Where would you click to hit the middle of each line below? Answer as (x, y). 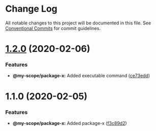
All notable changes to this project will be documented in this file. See (78, 23)
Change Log (31, 9)
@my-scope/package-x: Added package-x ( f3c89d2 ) (70, 123)
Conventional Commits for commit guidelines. (53, 28)
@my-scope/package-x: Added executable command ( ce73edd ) (81, 76)
